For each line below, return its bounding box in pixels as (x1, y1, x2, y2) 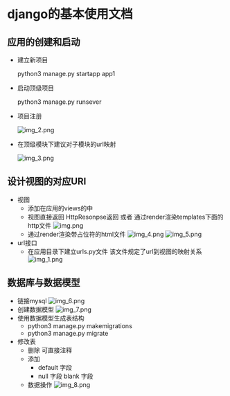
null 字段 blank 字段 (37, 372, 94, 380)
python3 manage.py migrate (27, 329, 109, 337)
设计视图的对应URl (7, 176, 87, 188)
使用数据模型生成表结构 (17, 314, 85, 322)
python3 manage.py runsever (17, 98, 102, 106)
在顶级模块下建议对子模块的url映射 (17, 140, 116, 148)
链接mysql (17, 296, 47, 305)
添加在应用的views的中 (27, 204, 94, 212)
